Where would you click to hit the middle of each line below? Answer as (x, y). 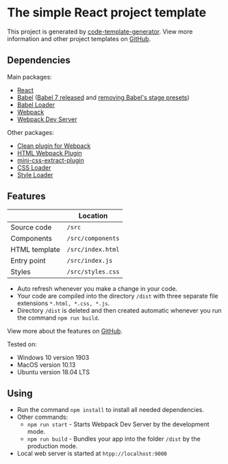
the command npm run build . (58, 318)
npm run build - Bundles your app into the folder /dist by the (114, 439)
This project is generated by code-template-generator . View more (100, 31)
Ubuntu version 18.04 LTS (53, 372)
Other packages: (31, 132)
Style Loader (35, 175)
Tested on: (22, 344)
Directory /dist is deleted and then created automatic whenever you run (119, 310)
